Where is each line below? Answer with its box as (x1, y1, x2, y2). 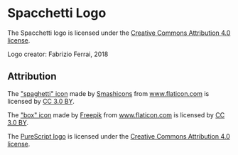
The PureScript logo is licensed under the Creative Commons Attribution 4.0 (7, 132, 230, 140)
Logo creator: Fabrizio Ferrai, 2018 (7, 50, 109, 58)
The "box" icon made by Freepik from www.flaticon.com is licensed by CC (7, 110, 225, 119)
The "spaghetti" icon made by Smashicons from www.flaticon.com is (7, 89, 210, 97)
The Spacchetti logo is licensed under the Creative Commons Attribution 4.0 (7, 28, 231, 37)
